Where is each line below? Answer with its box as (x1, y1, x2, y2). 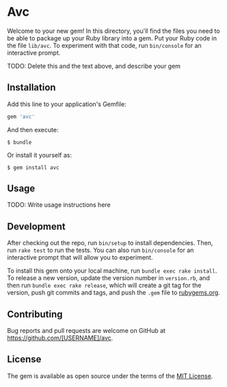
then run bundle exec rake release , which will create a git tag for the (7, 282, 202, 290)
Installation (7, 82, 56, 93)
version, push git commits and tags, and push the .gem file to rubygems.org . (7, 288, 221, 297)
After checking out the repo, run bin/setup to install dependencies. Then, (7, 239, 213, 247)
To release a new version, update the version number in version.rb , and (7, 274, 211, 282)
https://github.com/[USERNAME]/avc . (7, 334, 113, 342)
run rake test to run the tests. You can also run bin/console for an (7, 246, 194, 254)
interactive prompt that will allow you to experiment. (7, 253, 153, 262)
